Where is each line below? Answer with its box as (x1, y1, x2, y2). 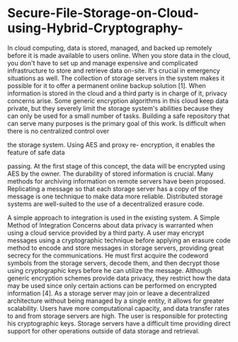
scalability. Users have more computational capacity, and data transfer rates (7, 304, 230, 312)
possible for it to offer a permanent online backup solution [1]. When (7, 81, 207, 90)
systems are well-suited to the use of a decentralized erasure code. (7, 199, 205, 208)
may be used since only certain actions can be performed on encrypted (7, 281, 217, 289)
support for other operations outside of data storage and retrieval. (7, 326, 200, 335)
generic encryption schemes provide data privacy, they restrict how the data (7, 274, 231, 282)
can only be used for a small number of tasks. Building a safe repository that (7, 112, 230, 120)
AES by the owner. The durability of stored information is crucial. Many (7, 169, 214, 178)
